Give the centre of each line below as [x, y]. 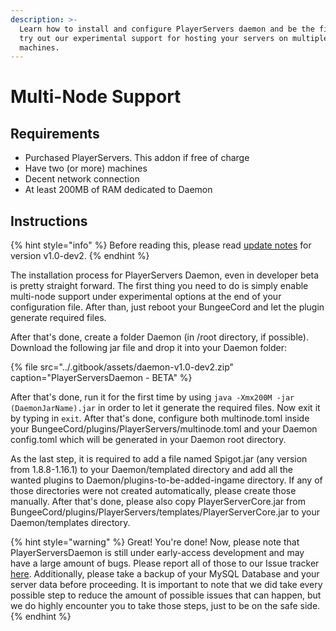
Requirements [55, 133]
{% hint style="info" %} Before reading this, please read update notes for [161, 245]
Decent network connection [82, 179]
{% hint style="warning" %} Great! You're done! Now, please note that [155, 542]
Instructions [49, 221]
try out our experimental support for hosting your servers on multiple [174, 38]
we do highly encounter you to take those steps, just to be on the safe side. [165, 606]
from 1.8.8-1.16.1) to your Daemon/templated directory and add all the [152, 470]
